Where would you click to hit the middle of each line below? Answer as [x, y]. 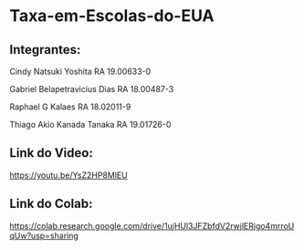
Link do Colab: [51, 204]
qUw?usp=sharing [44, 235]
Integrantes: [45, 50]
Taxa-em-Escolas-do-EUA [112, 16]
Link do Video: [51, 153]
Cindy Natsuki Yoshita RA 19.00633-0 [80, 71]
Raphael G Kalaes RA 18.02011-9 [70, 107]
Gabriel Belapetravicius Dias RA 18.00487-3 [92, 89]
